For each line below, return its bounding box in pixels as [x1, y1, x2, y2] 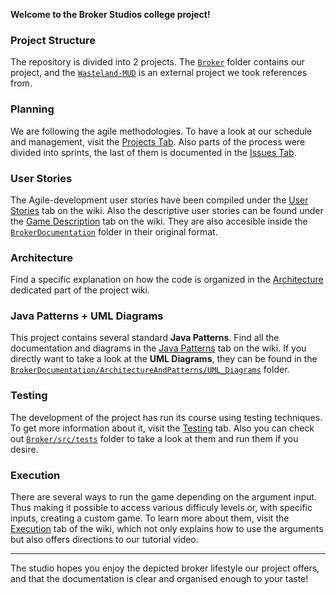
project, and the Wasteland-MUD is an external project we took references [10, 67, 308, 79]
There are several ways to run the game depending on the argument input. [10, 491, 317, 503]
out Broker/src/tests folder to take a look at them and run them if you [10, 432, 299, 444]
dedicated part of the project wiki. [10, 284, 150, 296]
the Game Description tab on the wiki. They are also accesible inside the [10, 215, 308, 227]
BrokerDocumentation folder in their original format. [10, 225, 218, 238]
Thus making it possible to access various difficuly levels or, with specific [10, 502, 313, 514]
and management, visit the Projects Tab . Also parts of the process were [10, 135, 306, 148]
